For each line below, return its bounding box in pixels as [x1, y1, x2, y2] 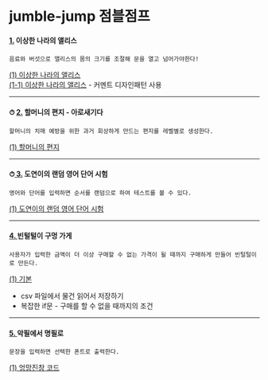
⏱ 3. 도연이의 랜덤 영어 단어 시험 [9, 169, 108, 179]
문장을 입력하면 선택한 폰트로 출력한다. [9, 348, 120, 356]
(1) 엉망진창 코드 [9, 363, 60, 373]
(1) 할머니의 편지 [9, 142, 60, 151]
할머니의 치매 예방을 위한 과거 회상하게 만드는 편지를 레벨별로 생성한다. [9, 127, 214, 135]
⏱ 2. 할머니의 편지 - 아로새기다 [9, 107, 103, 116]
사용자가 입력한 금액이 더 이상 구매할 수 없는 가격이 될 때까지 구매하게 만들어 [9, 251, 231, 259]
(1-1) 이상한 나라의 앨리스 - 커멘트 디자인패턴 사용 [9, 80, 162, 90]
